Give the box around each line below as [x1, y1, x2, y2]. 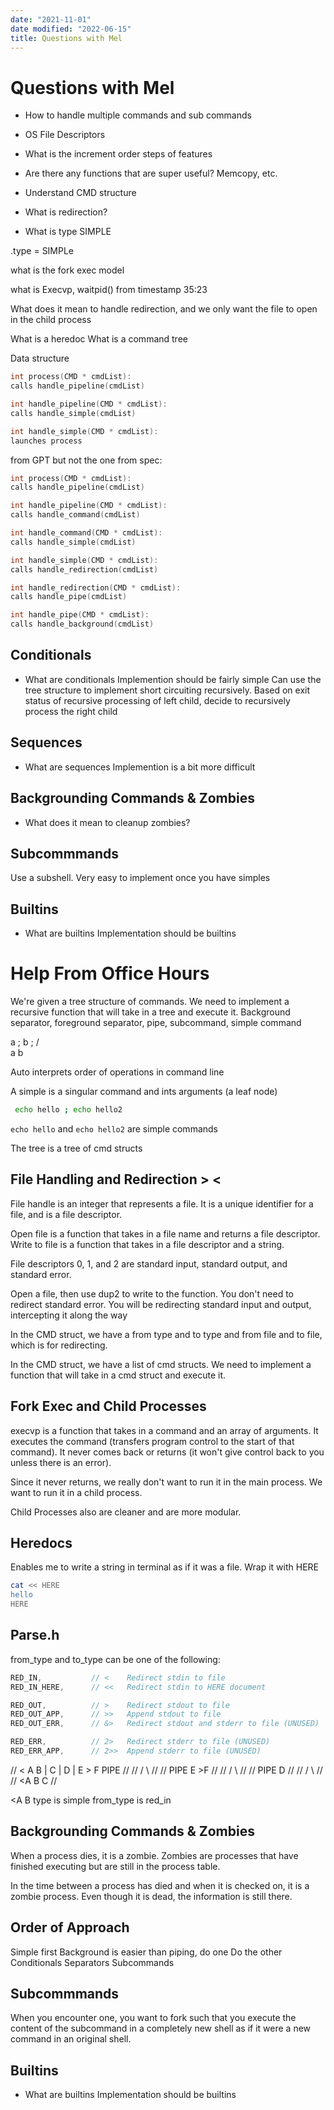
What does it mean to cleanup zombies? [24, 816, 191, 828]
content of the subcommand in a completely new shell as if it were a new [10, 2022, 312, 2035]
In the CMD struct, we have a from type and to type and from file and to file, [10, 1328, 323, 1340]
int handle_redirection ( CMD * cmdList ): [10, 582, 182, 593]
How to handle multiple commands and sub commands [24, 109, 252, 121]
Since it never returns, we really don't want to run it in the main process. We [10, 1476, 323, 1488]
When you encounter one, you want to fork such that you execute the [10, 2012, 297, 2024]
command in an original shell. [10, 2033, 132, 2045]
